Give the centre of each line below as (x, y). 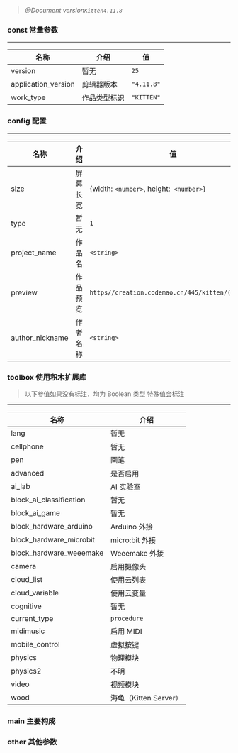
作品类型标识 (103, 98)
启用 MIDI (126, 631)
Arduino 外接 (132, 527)
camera (24, 566)
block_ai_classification (48, 500)
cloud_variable (35, 593)
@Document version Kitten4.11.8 (73, 10)
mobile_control (35, 644)
